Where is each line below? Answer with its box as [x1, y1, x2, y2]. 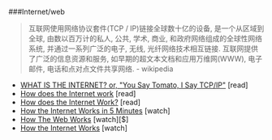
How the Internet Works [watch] [19, 123, 128, 133]
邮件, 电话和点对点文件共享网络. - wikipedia [28, 64, 174, 74]
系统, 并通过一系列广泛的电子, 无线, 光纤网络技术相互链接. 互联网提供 [28, 44, 258, 53]
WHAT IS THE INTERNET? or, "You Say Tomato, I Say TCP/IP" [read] [19, 80, 248, 90]
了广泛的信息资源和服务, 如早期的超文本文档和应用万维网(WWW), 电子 [28, 54, 263, 63]
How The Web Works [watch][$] [19, 115, 129, 124]
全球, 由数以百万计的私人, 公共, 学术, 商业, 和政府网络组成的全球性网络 [28, 34, 262, 43]
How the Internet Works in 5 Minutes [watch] [19, 106, 171, 116]
